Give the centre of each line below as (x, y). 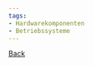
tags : (17, 16)
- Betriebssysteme (39, 31)
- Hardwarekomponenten (46, 23)
